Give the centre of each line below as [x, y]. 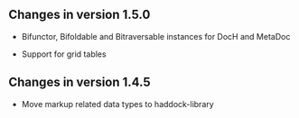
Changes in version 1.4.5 [79, 82]
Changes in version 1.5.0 [79, 15]
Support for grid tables [64, 54]
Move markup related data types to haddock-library [117, 104]
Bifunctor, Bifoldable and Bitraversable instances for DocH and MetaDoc [156, 36]
